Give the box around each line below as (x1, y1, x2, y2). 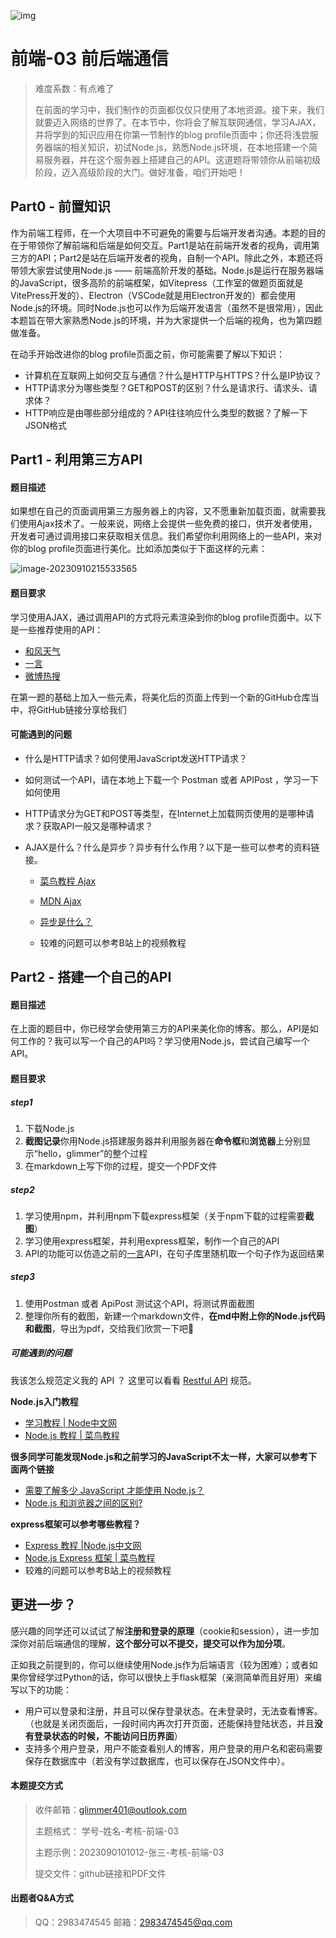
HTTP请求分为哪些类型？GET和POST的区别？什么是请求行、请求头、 (24, 381, 309, 394)
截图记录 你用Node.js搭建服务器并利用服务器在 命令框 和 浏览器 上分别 (24, 1135, 303, 1147)
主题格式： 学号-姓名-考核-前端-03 (34, 1825, 179, 1837)
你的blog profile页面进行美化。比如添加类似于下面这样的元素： (10, 543, 268, 555)
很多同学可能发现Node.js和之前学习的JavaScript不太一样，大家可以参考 (10, 1450, 309, 1462)
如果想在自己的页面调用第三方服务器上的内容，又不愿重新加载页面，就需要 (10, 505, 317, 517)
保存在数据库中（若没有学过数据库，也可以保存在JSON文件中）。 (24, 1755, 291, 1767)
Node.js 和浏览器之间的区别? (24, 1496, 143, 1509)
